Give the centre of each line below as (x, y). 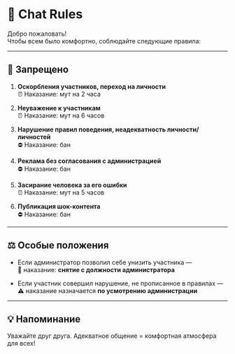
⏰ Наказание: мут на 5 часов (61, 192)
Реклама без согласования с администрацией (89, 161)
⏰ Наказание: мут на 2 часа (59, 94)
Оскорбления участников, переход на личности (92, 86)
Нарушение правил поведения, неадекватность (92, 129)
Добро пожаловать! (37, 34)
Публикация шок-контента (59, 206)
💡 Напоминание (44, 319)
